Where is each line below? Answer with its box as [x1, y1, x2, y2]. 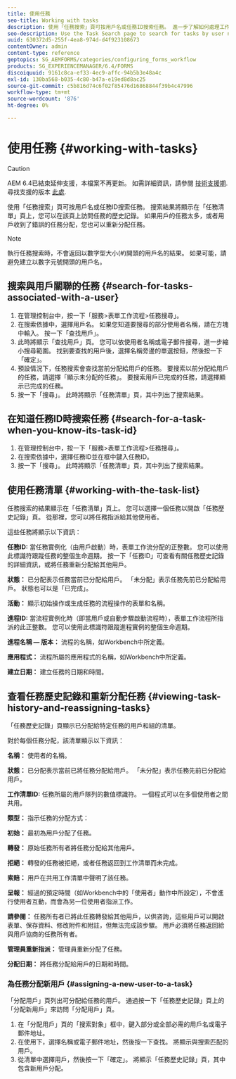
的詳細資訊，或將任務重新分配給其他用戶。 [7, 560, 131, 569]
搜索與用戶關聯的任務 [7, 280, 100, 292]
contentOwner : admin [7, 43, 68, 50]
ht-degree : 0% [7, 102, 49, 109]
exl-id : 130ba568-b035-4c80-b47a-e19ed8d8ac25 [7, 75, 146, 83]
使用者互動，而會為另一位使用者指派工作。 [13, 897, 137, 906]
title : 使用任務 [7, 10, 51, 18]
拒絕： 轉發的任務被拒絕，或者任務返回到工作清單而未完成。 [7, 859, 181, 867]
